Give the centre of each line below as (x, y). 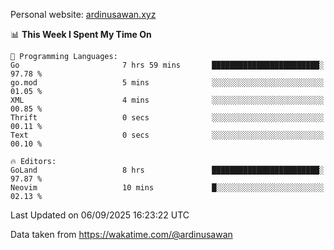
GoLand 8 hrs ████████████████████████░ (167, 170)
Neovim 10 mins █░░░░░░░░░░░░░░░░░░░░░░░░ (167, 188)
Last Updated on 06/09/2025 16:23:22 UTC (100, 215)
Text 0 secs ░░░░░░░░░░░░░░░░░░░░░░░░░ (167, 135)
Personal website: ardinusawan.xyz (83, 14)
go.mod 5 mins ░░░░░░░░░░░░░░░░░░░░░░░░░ (167, 83)
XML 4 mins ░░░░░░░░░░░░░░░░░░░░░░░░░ (167, 100)
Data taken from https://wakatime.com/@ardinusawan (121, 234)
